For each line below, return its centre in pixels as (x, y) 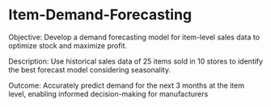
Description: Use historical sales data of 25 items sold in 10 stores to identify (136, 61)
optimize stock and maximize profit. (68, 45)
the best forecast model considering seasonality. (90, 69)
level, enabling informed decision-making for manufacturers (108, 93)
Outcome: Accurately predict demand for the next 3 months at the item (127, 85)
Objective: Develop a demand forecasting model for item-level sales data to (134, 37)
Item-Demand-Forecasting (100, 15)
